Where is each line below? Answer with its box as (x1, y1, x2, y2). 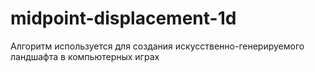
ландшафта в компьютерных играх (10, 50, 160, 62)
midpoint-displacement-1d (10, 7, 237, 30)
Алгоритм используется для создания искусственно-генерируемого (10, 40, 305, 52)
